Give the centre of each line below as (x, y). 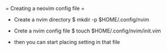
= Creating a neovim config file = (45, 8)
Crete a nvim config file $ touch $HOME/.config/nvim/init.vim (87, 31)
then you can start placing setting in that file (67, 42)
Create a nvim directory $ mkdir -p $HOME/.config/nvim (81, 19)
